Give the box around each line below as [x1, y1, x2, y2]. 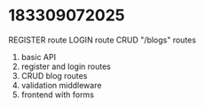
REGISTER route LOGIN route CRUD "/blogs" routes [8, 34, 197, 45]
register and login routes [20, 61, 112, 72]
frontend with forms [20, 89, 95, 100]
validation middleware [20, 80, 102, 90]
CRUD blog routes [20, 70, 88, 80]
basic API [20, 51, 57, 62]
